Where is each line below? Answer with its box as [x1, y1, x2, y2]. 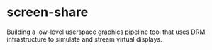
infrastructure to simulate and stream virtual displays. [6, 35, 162, 43]
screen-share [6, 4, 89, 20]
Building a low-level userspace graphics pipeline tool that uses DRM [6, 27, 206, 36]
